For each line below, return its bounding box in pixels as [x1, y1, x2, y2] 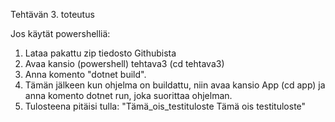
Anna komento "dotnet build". [24, 69, 147, 80]
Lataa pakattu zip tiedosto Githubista [24, 47, 177, 59]
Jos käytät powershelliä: [10, 28, 111, 39]
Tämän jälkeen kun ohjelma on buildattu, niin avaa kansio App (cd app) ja [24, 79, 326, 91]
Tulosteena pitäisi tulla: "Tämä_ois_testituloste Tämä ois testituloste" [24, 100, 307, 112]
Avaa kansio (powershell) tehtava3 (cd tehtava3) [24, 58, 225, 69]
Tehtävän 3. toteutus [10, 9, 95, 20]
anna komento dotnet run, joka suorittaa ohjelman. [24, 90, 233, 101]
